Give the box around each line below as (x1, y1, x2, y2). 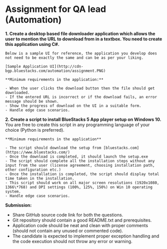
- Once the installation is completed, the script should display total (5, 171, 160, 177)
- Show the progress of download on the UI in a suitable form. (5, 103, 142, 108)
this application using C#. (5, 41, 60, 47)
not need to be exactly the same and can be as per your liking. (5, 55, 144, 60)
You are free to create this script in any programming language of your (5, 121, 150, 128)
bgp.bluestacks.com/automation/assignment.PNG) (5, 68, 106, 73)
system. (5, 189, 21, 194)
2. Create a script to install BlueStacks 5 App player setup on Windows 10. (5, 116, 162, 122)
